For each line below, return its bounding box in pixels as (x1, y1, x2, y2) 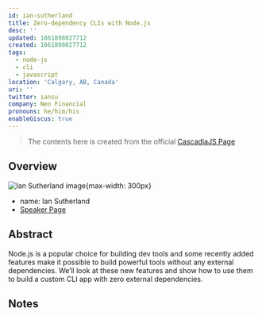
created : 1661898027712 (8, 41, 87, 49)
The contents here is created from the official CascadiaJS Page (27, 137, 236, 146)
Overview (8, 160, 58, 173)
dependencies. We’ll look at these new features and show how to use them (8, 265, 254, 275)
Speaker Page (19, 204, 66, 214)
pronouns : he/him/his (8, 108, 80, 116)
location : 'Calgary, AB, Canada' (8, 78, 119, 86)
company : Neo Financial (8, 100, 87, 108)
